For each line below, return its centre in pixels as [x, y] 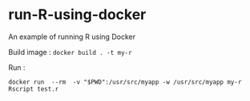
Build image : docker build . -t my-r [70, 52]
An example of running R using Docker [72, 37]
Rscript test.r [34, 89]
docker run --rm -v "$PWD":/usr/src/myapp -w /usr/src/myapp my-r [125, 82]
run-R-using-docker [77, 15]
